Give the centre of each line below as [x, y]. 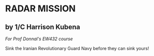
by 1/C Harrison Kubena [43, 27]
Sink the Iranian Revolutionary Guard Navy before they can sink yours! [77, 48]
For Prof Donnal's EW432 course [39, 39]
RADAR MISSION [40, 9]
